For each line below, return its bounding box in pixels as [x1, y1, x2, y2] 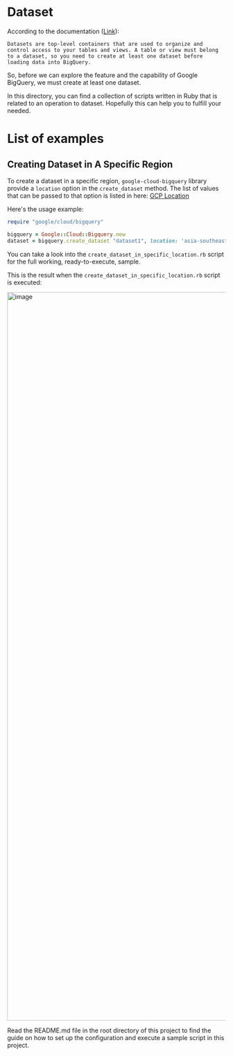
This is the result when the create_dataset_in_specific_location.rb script [7, 271, 221, 279]
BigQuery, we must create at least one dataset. [7, 78, 141, 87]
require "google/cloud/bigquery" [7, 218, 104, 225]
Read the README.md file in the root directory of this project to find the [7, 1026, 212, 1034]
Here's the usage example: [7, 205, 85, 213]
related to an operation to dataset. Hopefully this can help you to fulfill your [7, 99, 222, 108]
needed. [7, 106, 31, 114]
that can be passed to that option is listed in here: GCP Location [7, 191, 189, 200]
